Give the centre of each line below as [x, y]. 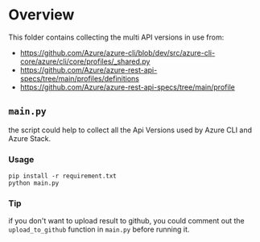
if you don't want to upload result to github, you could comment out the [126, 221]
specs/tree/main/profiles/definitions [79, 78]
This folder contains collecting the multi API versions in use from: [116, 37]
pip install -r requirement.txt [62, 176]
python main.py [34, 183]
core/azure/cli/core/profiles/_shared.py [85, 61]
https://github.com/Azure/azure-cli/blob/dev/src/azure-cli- [118, 52]
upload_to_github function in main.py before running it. [99, 229]
